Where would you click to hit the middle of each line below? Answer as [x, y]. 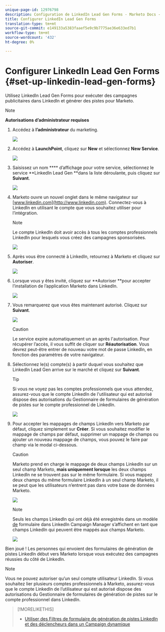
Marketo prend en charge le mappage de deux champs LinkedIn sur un [85, 464]
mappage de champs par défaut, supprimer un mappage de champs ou [85, 434]
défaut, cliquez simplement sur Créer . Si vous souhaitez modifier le [81, 429]
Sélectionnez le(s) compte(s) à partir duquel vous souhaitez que [78, 364]
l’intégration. [25, 213]
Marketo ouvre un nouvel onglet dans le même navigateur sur [75, 197]
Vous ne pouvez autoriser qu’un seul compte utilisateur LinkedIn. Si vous [79, 578]
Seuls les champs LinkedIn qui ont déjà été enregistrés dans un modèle [85, 519]
